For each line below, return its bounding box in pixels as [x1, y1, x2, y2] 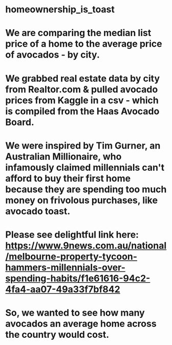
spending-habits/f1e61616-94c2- [5, 273, 150, 284]
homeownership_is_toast [5, 4, 115, 15]
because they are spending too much [5, 184, 167, 195]
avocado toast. [5, 205, 71, 217]
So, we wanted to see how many [5, 307, 145, 319]
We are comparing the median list [5, 27, 152, 39]
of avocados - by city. [5, 49, 100, 61]
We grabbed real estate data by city [5, 72, 160, 84]
